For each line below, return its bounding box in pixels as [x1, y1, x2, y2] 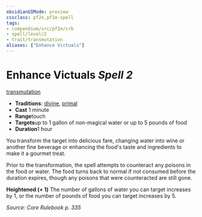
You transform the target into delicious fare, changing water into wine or [6, 136, 185, 144]
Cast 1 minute [14, 106, 49, 113]
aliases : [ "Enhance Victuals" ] [6, 43, 85, 49]
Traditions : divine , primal [14, 100, 78, 107]
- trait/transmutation [6, 37, 63, 43]
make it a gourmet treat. [6, 150, 66, 157]
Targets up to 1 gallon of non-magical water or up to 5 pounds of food [14, 118, 188, 126]
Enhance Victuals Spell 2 [6, 69, 133, 82]
